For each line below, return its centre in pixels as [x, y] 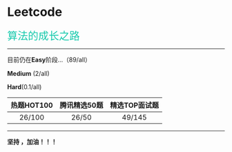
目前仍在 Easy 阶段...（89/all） [49, 59]
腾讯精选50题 [81, 105]
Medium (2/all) [28, 73]
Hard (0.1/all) [25, 86]
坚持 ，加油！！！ [32, 142]
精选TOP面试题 [135, 105]
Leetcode [35, 12]
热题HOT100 [32, 105]
